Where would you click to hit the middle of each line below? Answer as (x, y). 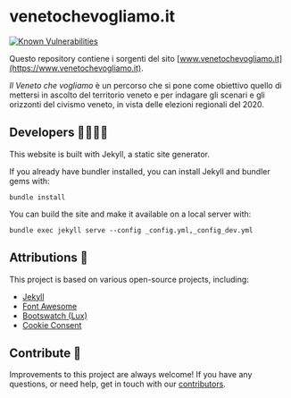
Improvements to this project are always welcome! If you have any (131, 375)
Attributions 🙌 (49, 258)
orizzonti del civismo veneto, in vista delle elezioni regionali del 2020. (137, 104)
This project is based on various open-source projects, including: (129, 279)
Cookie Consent (52, 325)
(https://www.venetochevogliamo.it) (75, 68)
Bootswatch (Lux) (54, 316)
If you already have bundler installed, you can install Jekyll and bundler (140, 171)
